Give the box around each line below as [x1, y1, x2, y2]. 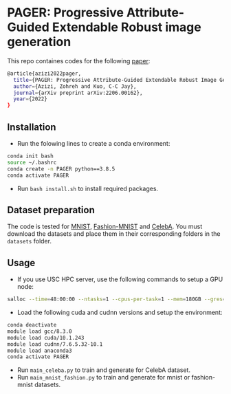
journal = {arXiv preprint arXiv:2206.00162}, [13, 89, 143, 96]
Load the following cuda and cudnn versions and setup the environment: [16, 308, 223, 316]
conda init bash [7, 153, 54, 160]
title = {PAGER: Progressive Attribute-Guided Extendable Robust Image [13, 76, 217, 83]
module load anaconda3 [7, 347, 72, 354]
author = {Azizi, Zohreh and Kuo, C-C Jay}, [13, 83, 137, 90]
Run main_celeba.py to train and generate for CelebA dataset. [16, 366, 191, 374]
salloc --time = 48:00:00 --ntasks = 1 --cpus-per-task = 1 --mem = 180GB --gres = [7, 296, 226, 303]
